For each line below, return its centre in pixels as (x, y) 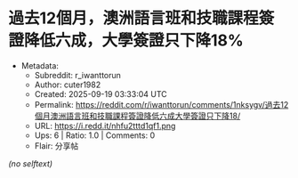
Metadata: (40, 65)
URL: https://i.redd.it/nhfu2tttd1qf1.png (105, 125)
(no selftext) (31, 163)
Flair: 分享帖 (56, 146)
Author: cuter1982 (68, 85)
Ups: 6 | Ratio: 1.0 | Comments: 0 (95, 135)
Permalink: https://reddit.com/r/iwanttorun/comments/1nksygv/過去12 (161, 104)
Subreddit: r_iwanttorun (78, 75)
